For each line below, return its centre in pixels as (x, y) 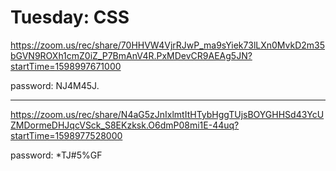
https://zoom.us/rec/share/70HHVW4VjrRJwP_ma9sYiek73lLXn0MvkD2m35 (168, 45)
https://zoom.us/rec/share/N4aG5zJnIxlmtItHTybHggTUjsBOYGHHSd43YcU (167, 114)
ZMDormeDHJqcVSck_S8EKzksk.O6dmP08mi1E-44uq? (125, 125)
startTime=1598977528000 (66, 135)
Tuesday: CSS (70, 17)
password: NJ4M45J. (55, 85)
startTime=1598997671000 (66, 66)
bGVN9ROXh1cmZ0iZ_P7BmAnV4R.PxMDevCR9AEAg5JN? (131, 55)
